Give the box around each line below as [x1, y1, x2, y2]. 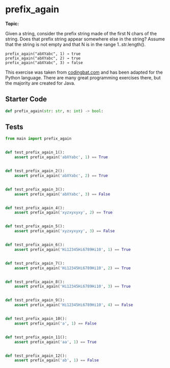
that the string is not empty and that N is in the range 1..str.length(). [5, 41, 146, 47]
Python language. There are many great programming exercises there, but [5, 74, 161, 80]
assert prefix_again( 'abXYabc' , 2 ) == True [14, 173, 108, 178]
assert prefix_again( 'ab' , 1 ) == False [14, 358, 99, 363]
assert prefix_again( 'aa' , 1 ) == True [14, 339, 97, 344]
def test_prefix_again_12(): [5, 353, 67, 358]
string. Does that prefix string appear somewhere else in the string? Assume [5, 36, 165, 42]
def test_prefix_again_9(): [5, 298, 65, 303]
